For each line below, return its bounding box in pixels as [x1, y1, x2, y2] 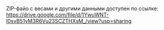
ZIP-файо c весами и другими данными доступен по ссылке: [6, 5, 159, 12]
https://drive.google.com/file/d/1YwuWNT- [6, 11, 110, 18]
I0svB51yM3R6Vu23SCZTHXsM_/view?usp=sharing [6, 18, 132, 24]
